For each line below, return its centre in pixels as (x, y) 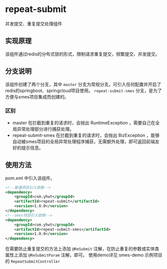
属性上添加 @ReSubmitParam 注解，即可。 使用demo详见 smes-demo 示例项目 (84, 255)
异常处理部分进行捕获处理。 (45, 129)
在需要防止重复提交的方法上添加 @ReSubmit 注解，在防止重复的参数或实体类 (82, 249)
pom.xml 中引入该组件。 (30, 178)
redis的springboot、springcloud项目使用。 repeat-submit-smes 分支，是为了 (84, 90)
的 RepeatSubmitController (33, 261)
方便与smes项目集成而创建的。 (37, 96)
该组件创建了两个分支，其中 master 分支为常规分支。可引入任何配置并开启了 (83, 84)
